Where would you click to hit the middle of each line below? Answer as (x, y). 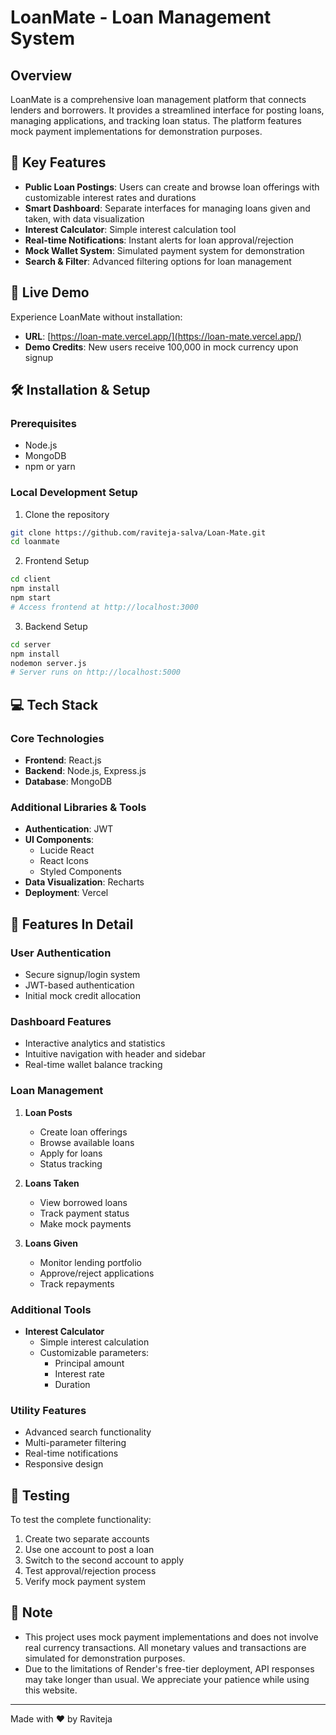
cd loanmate (35, 542)
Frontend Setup (57, 561)
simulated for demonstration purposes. (105, 1658)
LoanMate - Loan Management (141, 17)
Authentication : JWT (69, 829)
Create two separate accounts (87, 1539)
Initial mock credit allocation (83, 996)
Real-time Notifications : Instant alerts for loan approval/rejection (159, 240)
